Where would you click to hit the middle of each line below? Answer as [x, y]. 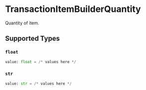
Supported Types [33, 39]
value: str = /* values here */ [38, 84]
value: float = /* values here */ [41, 62]
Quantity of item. [22, 23]
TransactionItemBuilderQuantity [73, 9]
